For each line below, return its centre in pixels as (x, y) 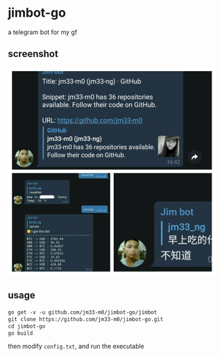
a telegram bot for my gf (43, 32)
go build (20, 333)
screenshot (33, 54)
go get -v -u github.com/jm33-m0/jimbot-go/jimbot (83, 312)
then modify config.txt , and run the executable (76, 346)
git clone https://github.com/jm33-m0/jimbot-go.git (86, 319)
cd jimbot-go (27, 326)
